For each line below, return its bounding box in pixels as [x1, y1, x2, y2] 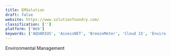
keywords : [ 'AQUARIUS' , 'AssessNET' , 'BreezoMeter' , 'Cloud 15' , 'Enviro [5, 31, 166, 36]
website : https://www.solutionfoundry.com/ [5, 17, 100, 22]
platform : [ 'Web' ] [5, 26, 45, 32]
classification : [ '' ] [5, 21, 52, 27]
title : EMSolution [5, 7, 45, 13]
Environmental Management [5, 45, 65, 51]
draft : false [5, 12, 33, 17]
